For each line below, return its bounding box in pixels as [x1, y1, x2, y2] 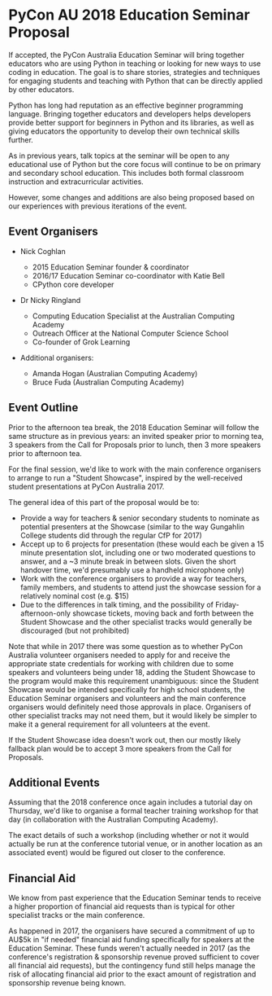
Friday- [214, 599, 240, 609]
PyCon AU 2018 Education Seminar [8, 6, 250, 24]
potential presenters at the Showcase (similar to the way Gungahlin [19, 521, 245, 531]
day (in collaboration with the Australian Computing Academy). [8, 814, 218, 824]
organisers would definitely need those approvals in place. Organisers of [8, 702, 252, 712]
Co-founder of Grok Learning [32, 336, 131, 347]
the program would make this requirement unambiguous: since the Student [8, 676, 259, 686]
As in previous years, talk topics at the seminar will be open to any [8, 151, 230, 160]
